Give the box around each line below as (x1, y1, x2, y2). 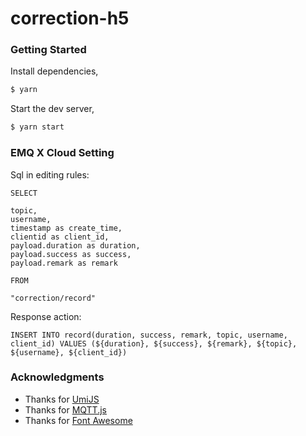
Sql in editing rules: (10, 168, 90, 181)
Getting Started (10, 43, 87, 57)
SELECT (10, 188, 38, 198)
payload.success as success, (10, 249, 132, 259)
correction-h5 (10, 7, 130, 30)
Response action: (10, 310, 82, 322)
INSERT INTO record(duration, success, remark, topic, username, (10, 330, 288, 340)
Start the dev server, (10, 103, 95, 115)
